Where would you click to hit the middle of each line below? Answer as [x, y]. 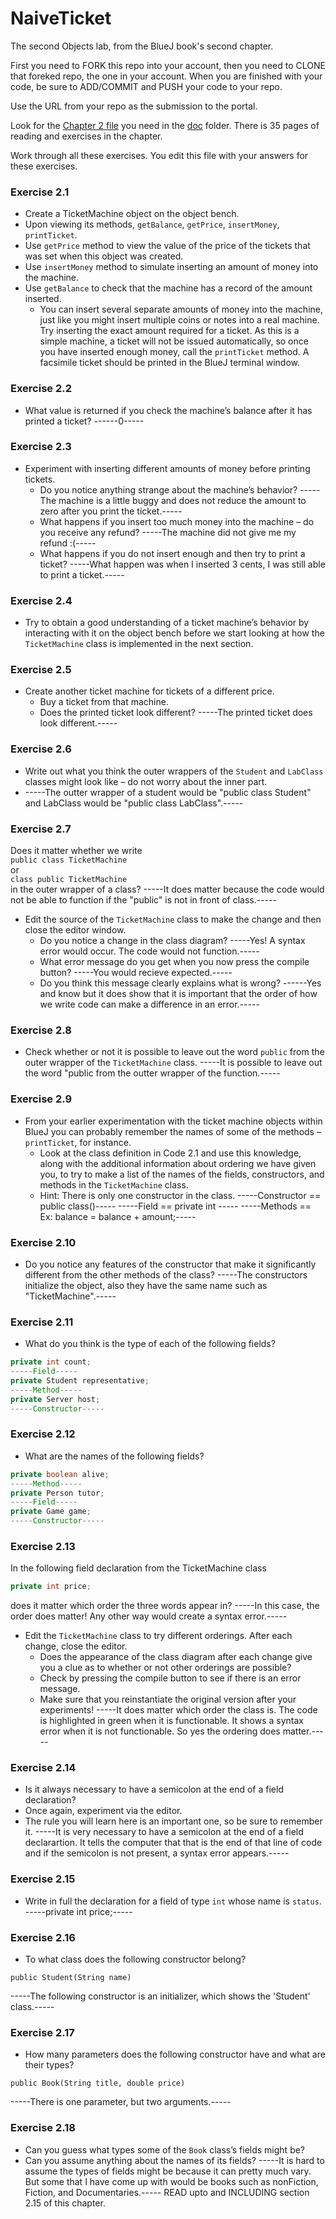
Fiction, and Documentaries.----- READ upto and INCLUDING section [167, 2192]
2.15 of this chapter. [65, 2203]
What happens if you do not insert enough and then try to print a [172, 553]
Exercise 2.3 [41, 447]
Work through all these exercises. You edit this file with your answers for [159, 155]
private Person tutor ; [57, 1493]
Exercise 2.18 [43, 2128]
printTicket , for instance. [78, 1142]
